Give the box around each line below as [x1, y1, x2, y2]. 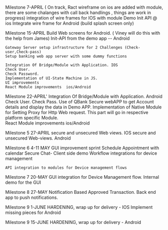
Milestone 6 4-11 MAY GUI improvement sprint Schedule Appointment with [5, 145, 159, 151]
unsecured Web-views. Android [5, 135, 71, 141]
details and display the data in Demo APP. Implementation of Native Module [5, 104, 162, 110]
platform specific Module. [5, 115, 59, 121]
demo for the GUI [5, 179, 41, 185]
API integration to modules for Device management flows [5, 165, 127, 170]
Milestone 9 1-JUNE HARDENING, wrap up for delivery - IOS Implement [5, 204, 153, 210]
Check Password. [5, 71, 39, 76]
